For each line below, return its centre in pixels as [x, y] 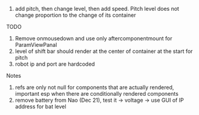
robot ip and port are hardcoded [55, 64]
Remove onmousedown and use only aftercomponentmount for [93, 38]
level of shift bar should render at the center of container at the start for [104, 51]
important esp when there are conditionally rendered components [97, 94]
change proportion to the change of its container [75, 15]
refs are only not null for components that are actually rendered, [94, 87]
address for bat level [40, 107]
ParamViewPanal [36, 45]
